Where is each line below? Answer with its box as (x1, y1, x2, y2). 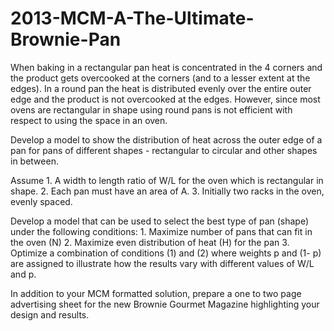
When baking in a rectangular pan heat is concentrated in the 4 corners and (10, 61, 323, 73)
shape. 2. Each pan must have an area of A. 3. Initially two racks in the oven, (10, 185, 325, 197)
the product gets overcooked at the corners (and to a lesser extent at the (10, 72, 311, 84)
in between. (10, 155, 59, 167)
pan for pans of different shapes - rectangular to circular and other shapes (10, 144, 318, 156)
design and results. (10, 308, 90, 321)
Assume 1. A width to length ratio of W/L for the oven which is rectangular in (10, 174, 324, 186)
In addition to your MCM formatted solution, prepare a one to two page (10, 287, 302, 299)
